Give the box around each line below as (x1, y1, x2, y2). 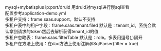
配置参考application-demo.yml (5, 10, 66, 16)
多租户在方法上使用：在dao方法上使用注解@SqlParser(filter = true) (5, 41, 139, 46)
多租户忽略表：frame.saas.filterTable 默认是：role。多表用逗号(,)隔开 (5, 34, 143, 40)
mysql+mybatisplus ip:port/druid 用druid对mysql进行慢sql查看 (5, 4, 130, 10)
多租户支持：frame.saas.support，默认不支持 (5, 17, 96, 22)
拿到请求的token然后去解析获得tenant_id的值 (9, 29, 99, 34)
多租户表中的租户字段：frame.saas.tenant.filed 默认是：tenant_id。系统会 (5, 22, 152, 28)
